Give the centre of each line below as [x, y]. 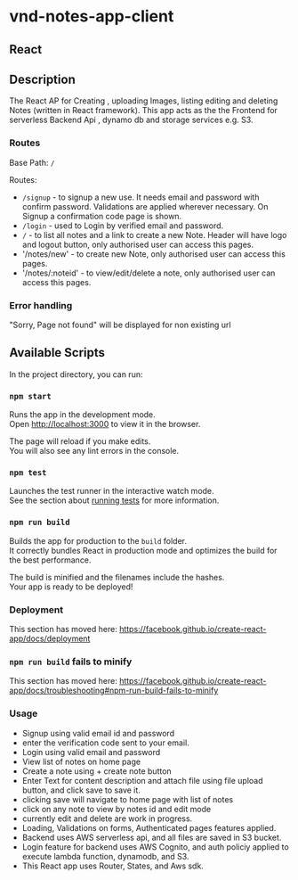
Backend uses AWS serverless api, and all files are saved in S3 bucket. [152, 837]
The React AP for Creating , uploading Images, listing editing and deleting [144, 101]
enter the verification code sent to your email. [105, 743]
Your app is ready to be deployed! [71, 587]
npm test [28, 473]
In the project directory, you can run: [76, 374]
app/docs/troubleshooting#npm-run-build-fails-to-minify [114, 691]
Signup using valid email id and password [98, 733]
